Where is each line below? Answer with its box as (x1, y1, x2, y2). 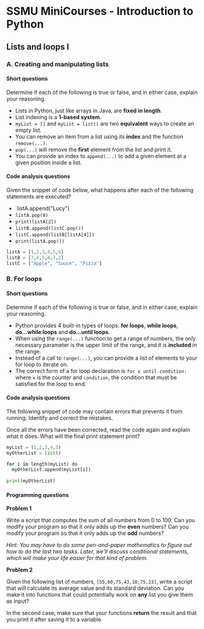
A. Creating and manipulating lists (6, 60, 109, 68)
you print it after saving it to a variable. (6, 616, 103, 624)
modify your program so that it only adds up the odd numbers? (6, 529, 164, 537)
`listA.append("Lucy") (15, 205, 70, 212)
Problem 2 (6, 566, 33, 573)
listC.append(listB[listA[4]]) (15, 231, 95, 238)
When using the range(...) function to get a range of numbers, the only (15, 335, 196, 342)
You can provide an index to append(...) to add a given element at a (15, 152, 187, 159)
